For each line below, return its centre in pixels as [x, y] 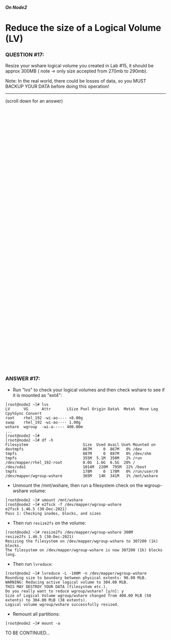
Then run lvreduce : [33, 564]
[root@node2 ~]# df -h [29, 440]
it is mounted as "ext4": [37, 395]
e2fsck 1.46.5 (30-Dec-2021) [36, 509]
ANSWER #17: [23, 379]
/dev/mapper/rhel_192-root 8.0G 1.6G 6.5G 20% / [70, 462]
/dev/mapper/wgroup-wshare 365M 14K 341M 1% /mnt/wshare [82, 476]
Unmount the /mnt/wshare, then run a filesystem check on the [78, 485]
